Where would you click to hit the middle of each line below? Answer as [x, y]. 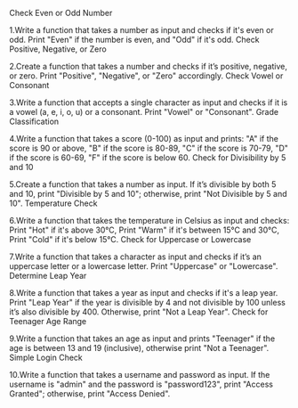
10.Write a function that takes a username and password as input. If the [140, 375]
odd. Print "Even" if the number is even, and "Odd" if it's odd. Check [134, 40]
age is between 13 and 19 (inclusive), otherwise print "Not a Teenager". [139, 348]
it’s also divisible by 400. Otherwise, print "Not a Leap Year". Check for [139, 312]
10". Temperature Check [53, 203]
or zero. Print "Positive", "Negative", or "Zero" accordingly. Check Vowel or [146, 76]
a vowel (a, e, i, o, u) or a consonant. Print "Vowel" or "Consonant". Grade [144, 112]
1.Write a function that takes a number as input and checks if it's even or [141, 30]
